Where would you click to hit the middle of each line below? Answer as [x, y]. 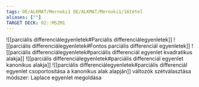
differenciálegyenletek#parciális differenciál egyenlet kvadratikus [112, 52]
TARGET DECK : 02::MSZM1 [36, 23]
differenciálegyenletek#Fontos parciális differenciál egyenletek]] [111, 46]
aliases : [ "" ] [24, 17]
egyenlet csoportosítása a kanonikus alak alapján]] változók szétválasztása [99, 72]
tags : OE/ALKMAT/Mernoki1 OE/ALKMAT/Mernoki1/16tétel [75, 12]
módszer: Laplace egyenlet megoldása [54, 77]
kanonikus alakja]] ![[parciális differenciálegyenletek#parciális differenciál [97, 65]
